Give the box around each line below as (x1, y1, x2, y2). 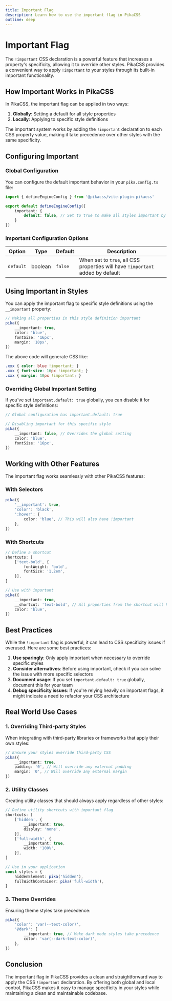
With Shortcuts (5, 538, 45, 545)
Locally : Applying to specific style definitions (12, 116, 109, 122)
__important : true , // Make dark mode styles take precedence (24, 931, 159, 937)
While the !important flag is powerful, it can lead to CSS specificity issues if (5, 639, 165, 646)
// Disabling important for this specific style (5, 421, 111, 427)
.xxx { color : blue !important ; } (5, 363, 79, 369)
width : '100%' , (24, 846, 56, 851)
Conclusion (5, 960, 43, 969)
